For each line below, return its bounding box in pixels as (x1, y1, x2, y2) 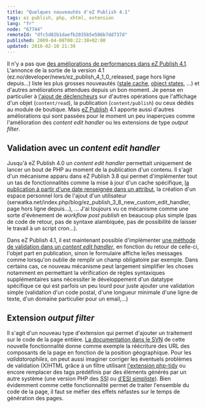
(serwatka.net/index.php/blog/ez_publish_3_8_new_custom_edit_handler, (7, 198, 191, 206)
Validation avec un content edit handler (7, 143, 161, 153)
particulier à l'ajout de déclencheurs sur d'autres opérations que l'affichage (7, 93, 197, 100)
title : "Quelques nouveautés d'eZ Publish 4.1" (7, 9, 131, 15)
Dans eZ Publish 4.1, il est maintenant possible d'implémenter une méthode (7, 236, 196, 244)
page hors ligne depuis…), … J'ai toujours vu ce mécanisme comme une (7, 205, 189, 212)
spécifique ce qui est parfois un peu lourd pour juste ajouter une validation (7, 282, 195, 289)
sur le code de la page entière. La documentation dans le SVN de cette (7, 336, 185, 343)
